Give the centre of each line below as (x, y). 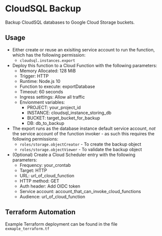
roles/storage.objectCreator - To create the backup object (81, 144)
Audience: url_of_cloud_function (52, 197)
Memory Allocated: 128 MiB (48, 71)
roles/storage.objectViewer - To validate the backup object (81, 149)
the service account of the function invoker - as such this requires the (83, 133)
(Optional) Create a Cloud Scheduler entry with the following (74, 155)
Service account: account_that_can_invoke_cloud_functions (80, 191)
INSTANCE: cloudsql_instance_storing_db (69, 113)
